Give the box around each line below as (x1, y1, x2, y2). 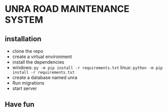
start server (12, 85, 37, 91)
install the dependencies (12, 59, 65, 65)
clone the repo (12, 48, 44, 54)
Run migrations (12, 80, 45, 86)
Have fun (5, 100, 34, 109)
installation (5, 34, 42, 43)
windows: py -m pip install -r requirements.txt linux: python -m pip (12, 65, 163, 70)
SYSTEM (5, 14, 43, 26)
